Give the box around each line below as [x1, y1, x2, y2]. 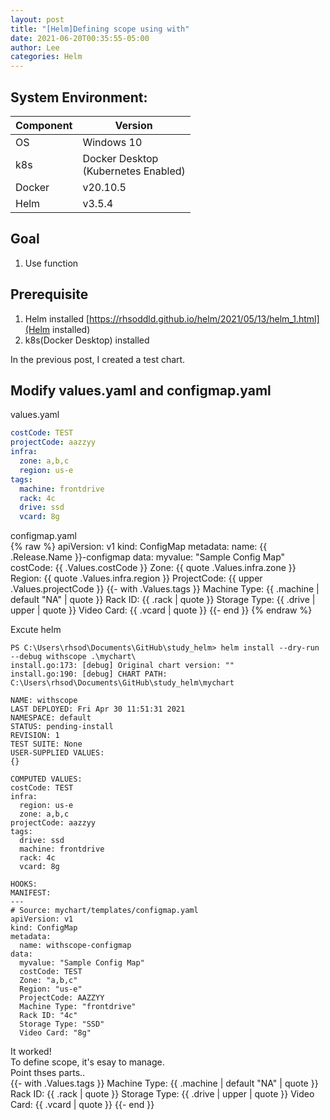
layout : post [10, 14, 65, 25]
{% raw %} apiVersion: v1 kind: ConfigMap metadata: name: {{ [10, 541, 268, 553]
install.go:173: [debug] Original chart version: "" [10, 661, 235, 671]
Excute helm [10, 624, 62, 636]
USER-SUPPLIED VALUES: [10, 748, 105, 758]
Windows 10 [82, 135, 143, 149]
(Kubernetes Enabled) [82, 164, 186, 178]
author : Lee [10, 42, 60, 53]
